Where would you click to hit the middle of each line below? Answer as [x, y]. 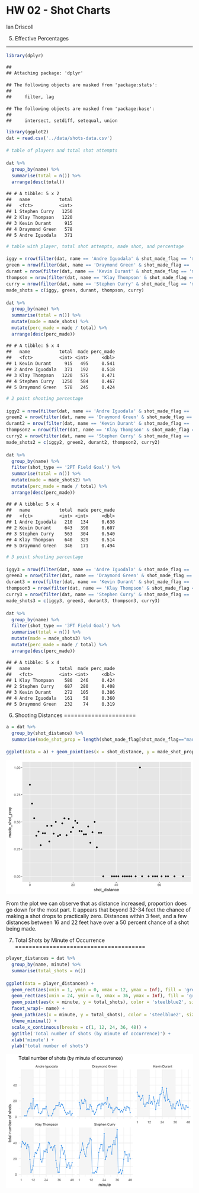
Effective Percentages [42, 38]
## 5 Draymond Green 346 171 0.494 [61, 546]
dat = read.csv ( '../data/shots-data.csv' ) [59, 138]
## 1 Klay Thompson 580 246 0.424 [61, 680]
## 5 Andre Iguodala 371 [39, 235]
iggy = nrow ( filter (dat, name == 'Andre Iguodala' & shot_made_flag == [96, 259]
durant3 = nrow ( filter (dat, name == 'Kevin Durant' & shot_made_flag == [98, 582]
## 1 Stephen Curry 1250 [39, 211]
